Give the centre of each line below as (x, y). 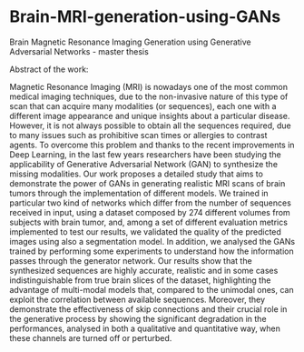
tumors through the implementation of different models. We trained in (139, 193)
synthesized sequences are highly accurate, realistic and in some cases (144, 270)
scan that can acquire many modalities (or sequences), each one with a (143, 106)
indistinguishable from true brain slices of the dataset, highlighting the (140, 280)
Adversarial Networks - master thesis (79, 51)
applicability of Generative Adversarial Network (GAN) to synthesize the (144, 164)
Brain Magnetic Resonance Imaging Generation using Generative (130, 42)
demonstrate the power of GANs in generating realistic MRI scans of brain (147, 183)
